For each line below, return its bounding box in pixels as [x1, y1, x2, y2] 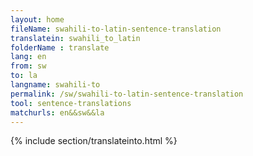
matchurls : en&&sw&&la [10, 107, 105, 118]
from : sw [10, 61, 47, 71]
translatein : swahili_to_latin [10, 33, 141, 43]
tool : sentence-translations [10, 98, 132, 108]
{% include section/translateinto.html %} [10, 135, 178, 147]
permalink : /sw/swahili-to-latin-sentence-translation [10, 89, 244, 99]
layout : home [10, 14, 65, 25]
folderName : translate [10, 42, 110, 53]
